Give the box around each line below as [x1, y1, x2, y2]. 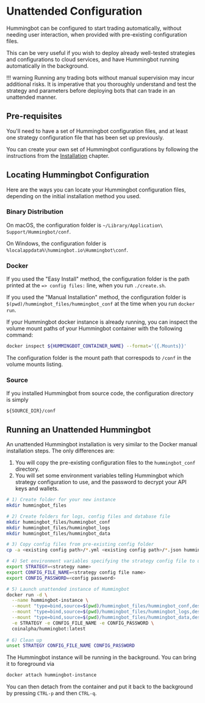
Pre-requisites [6, 111, 62, 121]
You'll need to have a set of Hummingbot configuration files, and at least [6, 127, 188, 135]
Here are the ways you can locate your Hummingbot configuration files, [6, 186, 186, 193]
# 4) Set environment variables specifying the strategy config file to [6, 558, 195, 565]
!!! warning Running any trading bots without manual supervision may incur [6, 74, 195, 81]
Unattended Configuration [6, 4, 142, 18]
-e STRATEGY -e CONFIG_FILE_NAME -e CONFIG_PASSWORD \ [12, 620, 154, 626]
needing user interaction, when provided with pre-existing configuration [6, 30, 187, 38]
